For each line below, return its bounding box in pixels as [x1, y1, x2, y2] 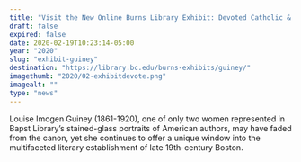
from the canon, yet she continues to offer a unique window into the [9, 132, 261, 143]
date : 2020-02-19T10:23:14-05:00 [9, 38, 135, 48]
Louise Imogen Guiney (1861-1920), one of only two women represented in [9, 113, 286, 124]
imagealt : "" [9, 80, 58, 89]
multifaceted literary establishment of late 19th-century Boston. [9, 141, 244, 153]
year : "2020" [9, 47, 58, 56]
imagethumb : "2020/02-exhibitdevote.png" [9, 72, 167, 81]
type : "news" [9, 88, 58, 97]
